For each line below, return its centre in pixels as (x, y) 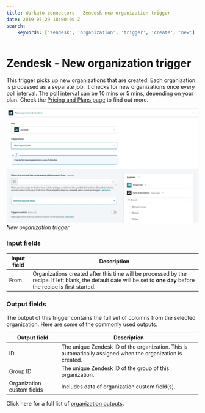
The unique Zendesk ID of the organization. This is (124, 347)
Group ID (20, 371)
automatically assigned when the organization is (122, 353)
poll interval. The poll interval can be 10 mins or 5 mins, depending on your (100, 93)
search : (16, 26)
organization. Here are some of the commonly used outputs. (82, 324)
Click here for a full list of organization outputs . (65, 403)
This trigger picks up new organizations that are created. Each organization (101, 80)
